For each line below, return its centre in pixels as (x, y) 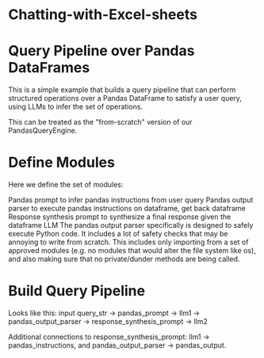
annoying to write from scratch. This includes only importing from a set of (128, 242)
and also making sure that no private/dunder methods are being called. (124, 259)
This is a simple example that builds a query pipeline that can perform (122, 90)
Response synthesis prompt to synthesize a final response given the (120, 217)
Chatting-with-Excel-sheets (103, 15)
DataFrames (49, 68)
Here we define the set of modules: (66, 185)
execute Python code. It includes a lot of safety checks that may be (118, 234)
